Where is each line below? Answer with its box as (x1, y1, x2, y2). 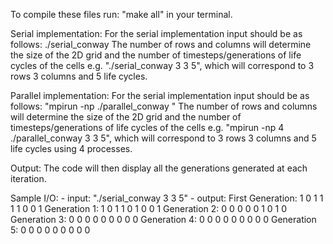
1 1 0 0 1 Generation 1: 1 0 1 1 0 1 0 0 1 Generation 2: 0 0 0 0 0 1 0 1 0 (10, 203, 288, 214)
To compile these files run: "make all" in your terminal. (10, 9, 233, 20)
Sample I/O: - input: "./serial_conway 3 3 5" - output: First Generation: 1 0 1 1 (10, 192, 324, 204)
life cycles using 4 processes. (10, 143, 133, 154)
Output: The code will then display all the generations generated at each (10, 162, 308, 174)
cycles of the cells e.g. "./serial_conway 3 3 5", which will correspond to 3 (10, 60, 315, 71)
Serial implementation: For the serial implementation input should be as (10, 28, 303, 39)
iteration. (10, 173, 47, 184)
